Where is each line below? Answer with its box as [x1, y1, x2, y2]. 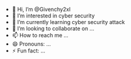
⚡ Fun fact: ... [12, 47, 45, 54]
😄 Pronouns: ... [12, 40, 52, 48]
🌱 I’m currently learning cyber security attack [12, 19, 126, 25]
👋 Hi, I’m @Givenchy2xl [12, 6, 71, 13]
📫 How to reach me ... [12, 32, 69, 39]
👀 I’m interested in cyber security [12, 12, 95, 19]
